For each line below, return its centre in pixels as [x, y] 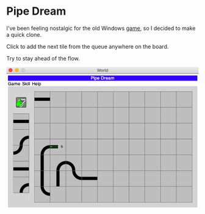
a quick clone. [24, 34]
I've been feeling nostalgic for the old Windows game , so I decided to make [101, 28]
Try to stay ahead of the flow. [43, 58]
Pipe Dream [36, 11]
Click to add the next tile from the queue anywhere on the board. [88, 46]
